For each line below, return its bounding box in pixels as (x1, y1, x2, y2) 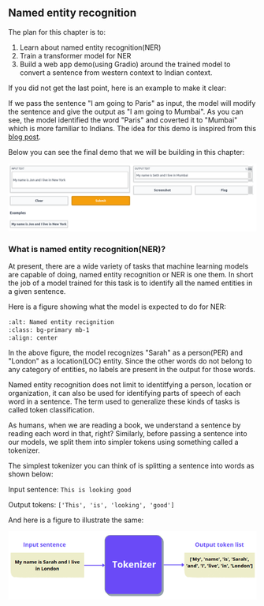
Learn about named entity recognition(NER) (19, 43, 162, 52)
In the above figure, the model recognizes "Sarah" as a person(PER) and (8, 348, 243, 357)
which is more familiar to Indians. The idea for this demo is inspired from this (8, 123, 257, 133)
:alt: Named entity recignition (8, 318, 114, 326)
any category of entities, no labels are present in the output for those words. (8, 364, 256, 374)
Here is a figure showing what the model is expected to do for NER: (8, 302, 227, 311)
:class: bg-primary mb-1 (8, 326, 90, 334)
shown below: (8, 469, 54, 479)
